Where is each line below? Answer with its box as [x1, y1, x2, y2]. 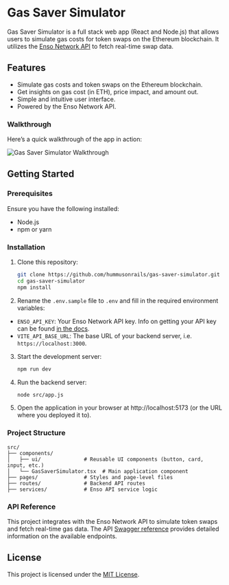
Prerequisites [7, 189, 53, 199]
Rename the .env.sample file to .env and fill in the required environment [16, 296, 219, 305]
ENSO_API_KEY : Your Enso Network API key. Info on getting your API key [16, 317, 217, 325]
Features [7, 62, 46, 74]
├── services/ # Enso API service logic [7, 486, 158, 493]
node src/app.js [16, 391, 64, 398]
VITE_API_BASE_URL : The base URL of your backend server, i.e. [16, 331, 192, 340]
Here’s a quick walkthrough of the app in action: [7, 135, 143, 144]
